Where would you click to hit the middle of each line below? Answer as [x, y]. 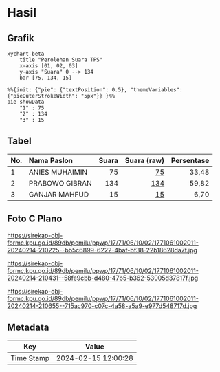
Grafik [21, 38]
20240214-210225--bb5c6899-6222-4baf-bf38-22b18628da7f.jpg [102, 250]
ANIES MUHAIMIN [58, 172]
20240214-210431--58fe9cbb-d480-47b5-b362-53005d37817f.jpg [103, 278]
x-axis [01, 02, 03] [49, 66]
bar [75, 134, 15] [46, 78]
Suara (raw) [145, 160]
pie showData [26, 102]
